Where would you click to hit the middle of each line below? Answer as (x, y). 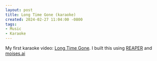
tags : (11, 24)
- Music (13, 29)
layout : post (19, 10)
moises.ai (15, 53)
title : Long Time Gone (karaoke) (41, 15)
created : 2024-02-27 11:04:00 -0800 (44, 19)
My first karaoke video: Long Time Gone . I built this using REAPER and (79, 48)
